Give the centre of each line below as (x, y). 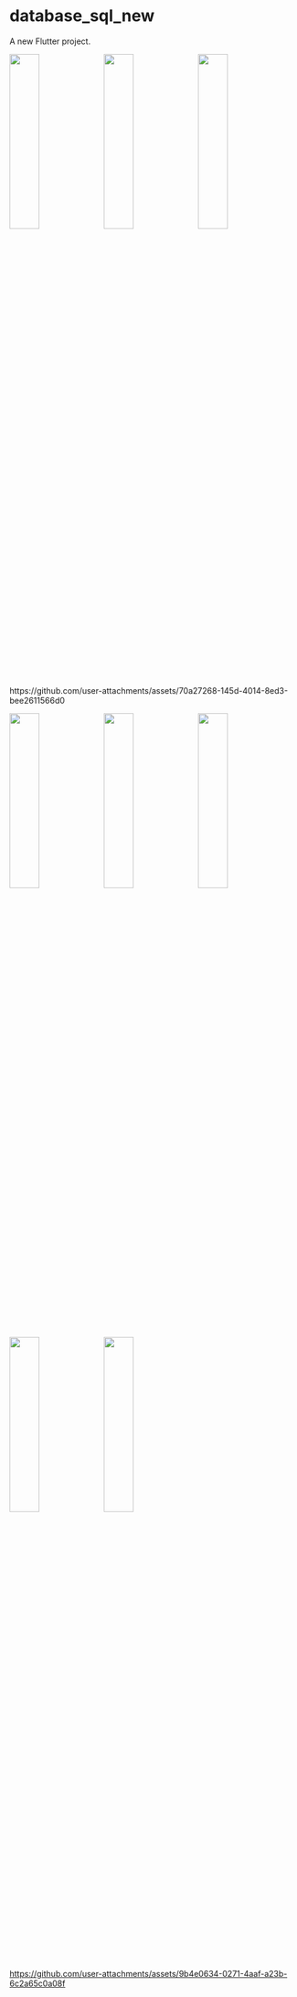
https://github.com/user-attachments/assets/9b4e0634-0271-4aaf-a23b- (148, 1973)
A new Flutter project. (50, 41)
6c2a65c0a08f (37, 1983)
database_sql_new (82, 16)
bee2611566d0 (37, 700)
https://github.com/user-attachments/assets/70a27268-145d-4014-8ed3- (149, 690)
